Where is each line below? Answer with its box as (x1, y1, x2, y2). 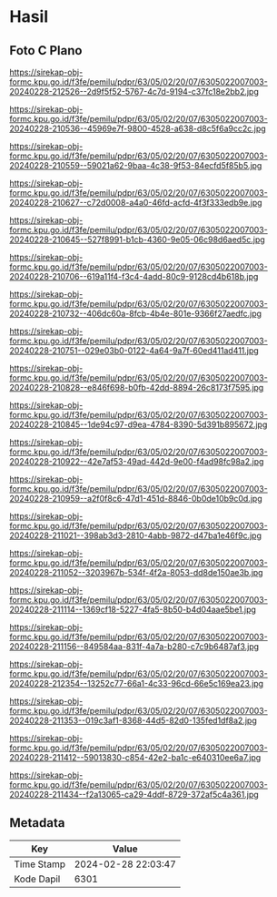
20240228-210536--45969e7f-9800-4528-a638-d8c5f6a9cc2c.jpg (9, 123, 266, 134)
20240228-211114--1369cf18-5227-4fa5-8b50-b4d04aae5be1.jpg (9, 604, 257, 615)
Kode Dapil (14, 872, 61, 885)
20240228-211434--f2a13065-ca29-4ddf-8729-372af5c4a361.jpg (9, 790, 259, 800)
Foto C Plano (9, 43, 83, 58)
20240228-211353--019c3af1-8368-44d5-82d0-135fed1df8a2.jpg (9, 715, 257, 726)
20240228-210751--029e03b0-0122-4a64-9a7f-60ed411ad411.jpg (9, 345, 259, 356)
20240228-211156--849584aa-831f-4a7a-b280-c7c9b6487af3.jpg (9, 641, 260, 652)
